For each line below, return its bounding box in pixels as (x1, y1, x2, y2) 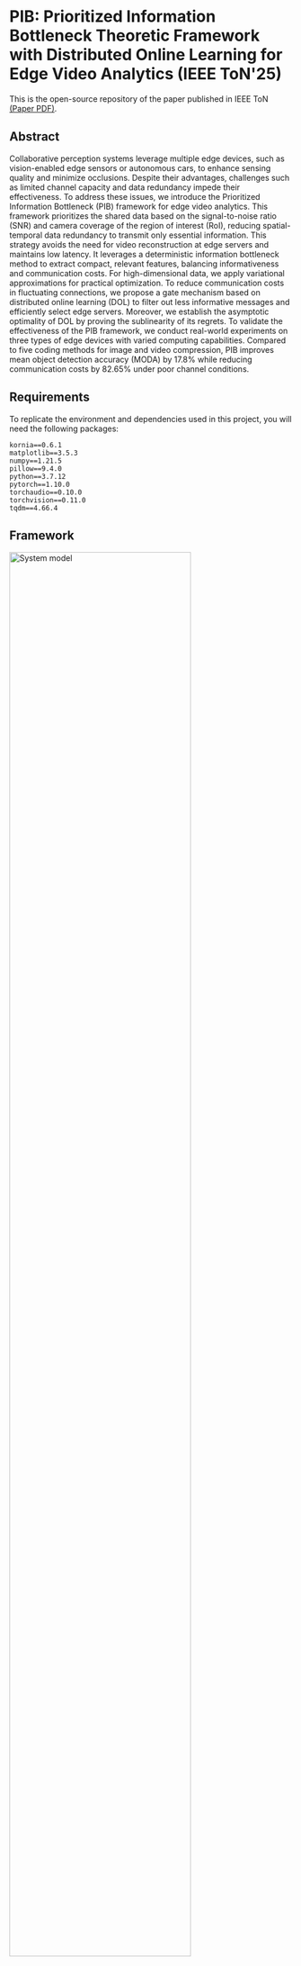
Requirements (9, 390, 90, 405)
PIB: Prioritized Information (9, 6, 217, 27)
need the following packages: (9, 423, 120, 434)
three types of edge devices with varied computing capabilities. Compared (9, 335, 287, 346)
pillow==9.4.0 (9, 464, 63, 473)
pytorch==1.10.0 (9, 480, 70, 489)
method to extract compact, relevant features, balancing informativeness (9, 258, 279, 269)
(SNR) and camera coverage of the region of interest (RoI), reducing (9, 220, 261, 230)
